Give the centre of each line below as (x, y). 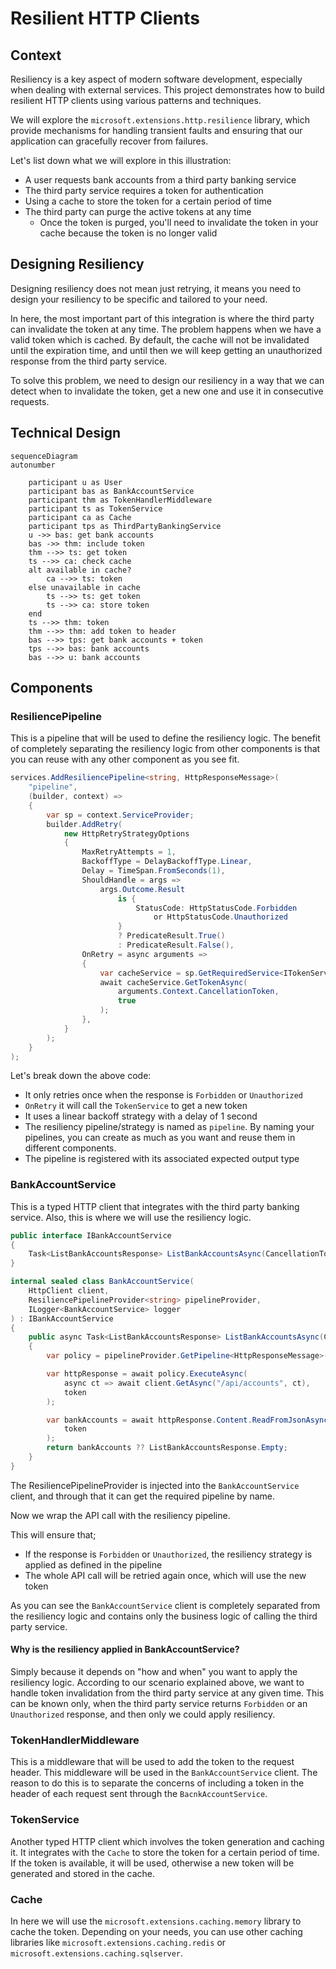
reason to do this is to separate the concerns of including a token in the (157, 1783)
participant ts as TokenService (95, 508)
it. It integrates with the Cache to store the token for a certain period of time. (165, 1852)
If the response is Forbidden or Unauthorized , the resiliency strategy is (168, 1554)
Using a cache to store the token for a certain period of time (148, 201)
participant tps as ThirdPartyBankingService (125, 526)
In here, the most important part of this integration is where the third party (162, 318)
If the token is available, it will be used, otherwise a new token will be (152, 1863)
